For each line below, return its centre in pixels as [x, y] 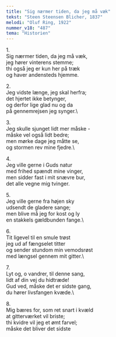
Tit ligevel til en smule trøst [38, 237]
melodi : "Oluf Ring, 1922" [39, 22]
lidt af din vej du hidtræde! [38, 280]
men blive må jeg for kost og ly [43, 214]
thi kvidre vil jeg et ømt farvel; [42, 322]
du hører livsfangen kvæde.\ [40, 292]
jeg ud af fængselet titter [36, 244]
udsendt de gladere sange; [38, 207]
